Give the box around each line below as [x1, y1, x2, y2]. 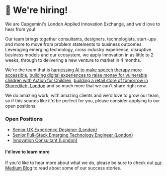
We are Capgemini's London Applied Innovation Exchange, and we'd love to [5, 21, 161, 27]
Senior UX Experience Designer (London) [12, 127, 97, 133]
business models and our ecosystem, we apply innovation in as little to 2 [5, 52, 154, 58]
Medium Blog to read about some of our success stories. [5, 165, 122, 171]
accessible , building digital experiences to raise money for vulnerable [5, 72, 148, 78]
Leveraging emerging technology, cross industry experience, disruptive [5, 46, 152, 52]
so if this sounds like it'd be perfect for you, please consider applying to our [5, 97, 160, 104]
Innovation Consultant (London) [12, 137, 78, 144]
